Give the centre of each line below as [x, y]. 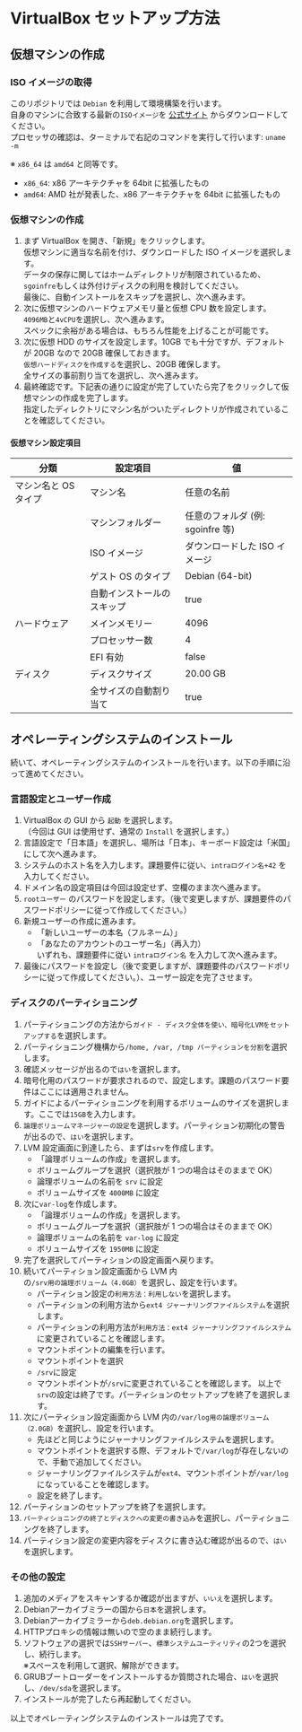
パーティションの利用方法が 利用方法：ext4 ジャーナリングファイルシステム [164, 1327]
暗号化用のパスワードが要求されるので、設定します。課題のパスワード [152, 1080]
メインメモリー [121, 624]
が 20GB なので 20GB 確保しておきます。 [99, 353]
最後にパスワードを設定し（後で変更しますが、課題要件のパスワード [149, 967]
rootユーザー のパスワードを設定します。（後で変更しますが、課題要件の [153, 899]
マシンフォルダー [126, 523]
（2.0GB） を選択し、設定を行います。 [91, 1428]
